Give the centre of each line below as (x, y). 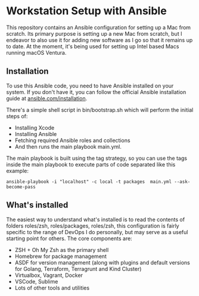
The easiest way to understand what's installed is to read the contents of (96, 219)
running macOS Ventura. (36, 52)
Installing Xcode (35, 127)
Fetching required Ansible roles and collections (72, 140)
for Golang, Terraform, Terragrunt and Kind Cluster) (78, 269)
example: (17, 171)
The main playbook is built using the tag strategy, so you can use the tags (97, 158)
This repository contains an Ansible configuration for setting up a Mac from (99, 27)
